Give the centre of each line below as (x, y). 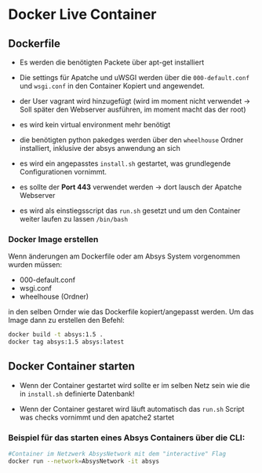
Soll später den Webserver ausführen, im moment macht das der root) (133, 109)
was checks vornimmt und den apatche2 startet (97, 417)
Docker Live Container (82, 15)
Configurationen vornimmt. (63, 172)
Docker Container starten (72, 367)
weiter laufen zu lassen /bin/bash (73, 219)
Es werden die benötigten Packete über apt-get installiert (112, 62)
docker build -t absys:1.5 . (56, 335)
